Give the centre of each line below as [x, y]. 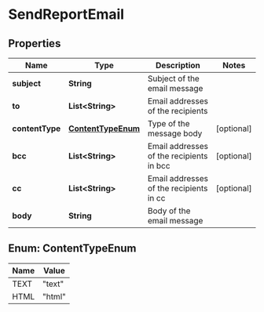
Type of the [169, 123]
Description [178, 65]
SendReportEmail [66, 15]
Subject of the [174, 78]
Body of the [169, 211]
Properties [35, 44]
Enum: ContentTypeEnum [72, 249]
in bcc [159, 166]
